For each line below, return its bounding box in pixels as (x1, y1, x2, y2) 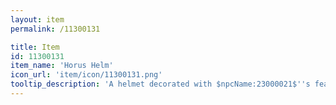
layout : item (10, 14, 65, 25)
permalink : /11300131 (10, 24, 101, 34)
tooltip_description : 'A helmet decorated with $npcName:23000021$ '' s (10, 79, 311, 90)
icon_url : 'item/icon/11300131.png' (10, 70, 163, 80)
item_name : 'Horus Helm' (10, 61, 114, 71)
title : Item (10, 42, 60, 52)
